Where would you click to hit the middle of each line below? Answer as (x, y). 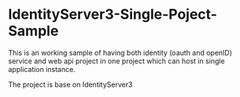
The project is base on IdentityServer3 (70, 84)
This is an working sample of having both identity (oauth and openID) (120, 52)
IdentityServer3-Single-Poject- (113, 14)
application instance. (42, 69)
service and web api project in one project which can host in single (117, 61)
